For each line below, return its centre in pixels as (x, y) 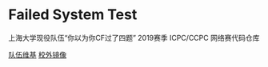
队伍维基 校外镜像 (37, 54)
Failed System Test (73, 15)
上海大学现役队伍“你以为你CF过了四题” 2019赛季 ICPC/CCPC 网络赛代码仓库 (134, 37)
